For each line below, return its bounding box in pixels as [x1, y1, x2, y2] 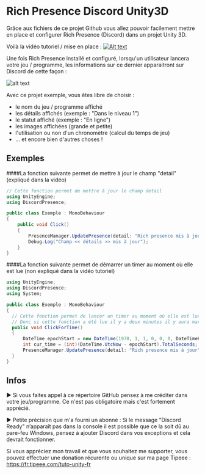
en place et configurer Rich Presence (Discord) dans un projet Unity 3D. [6, 31, 187, 38]
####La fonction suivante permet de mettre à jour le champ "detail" [6, 169, 177, 177]
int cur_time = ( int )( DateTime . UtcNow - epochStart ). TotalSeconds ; [22, 341, 198, 348]
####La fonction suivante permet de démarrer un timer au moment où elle [6, 261, 193, 268]
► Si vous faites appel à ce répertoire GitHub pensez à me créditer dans [6, 392, 188, 399]
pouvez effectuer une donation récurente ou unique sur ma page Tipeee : [6, 454, 191, 462]
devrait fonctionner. [6, 436, 56, 443]
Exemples [6, 153, 45, 164]
